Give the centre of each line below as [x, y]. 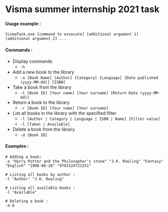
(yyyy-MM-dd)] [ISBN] [43, 82]
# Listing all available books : [40, 188]
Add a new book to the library [43, 72]
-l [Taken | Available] [45, 124]
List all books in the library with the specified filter [64, 113]
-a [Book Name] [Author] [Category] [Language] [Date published [89, 78]
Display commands [33, 61]
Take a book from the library [42, 87]
